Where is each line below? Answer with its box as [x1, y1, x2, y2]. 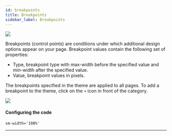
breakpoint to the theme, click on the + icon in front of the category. [5, 88, 148, 94]
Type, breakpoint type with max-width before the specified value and [12, 62, 159, 68]
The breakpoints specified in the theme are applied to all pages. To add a [5, 83, 160, 89]
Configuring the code [5, 109, 52, 115]
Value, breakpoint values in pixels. [12, 72, 85, 79]
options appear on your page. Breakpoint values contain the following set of [5, 46, 165, 52]
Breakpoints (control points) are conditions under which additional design [5, 41, 160, 47]
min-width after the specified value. [12, 67, 89, 73]
